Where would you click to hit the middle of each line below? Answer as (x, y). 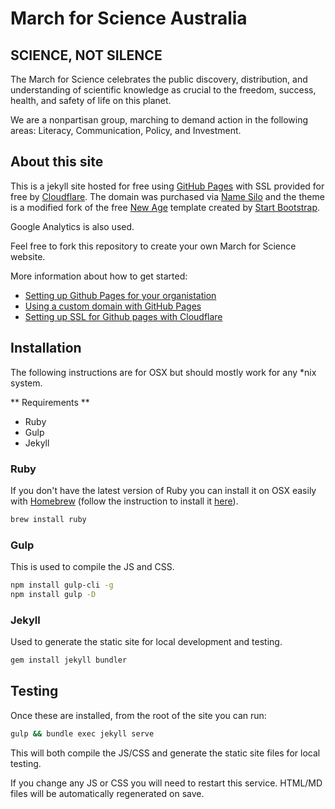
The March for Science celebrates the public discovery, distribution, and (159, 79)
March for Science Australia (129, 18)
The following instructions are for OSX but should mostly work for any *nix (163, 372)
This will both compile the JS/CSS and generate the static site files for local (165, 753)
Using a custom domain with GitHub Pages (113, 306)
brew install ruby (48, 519)
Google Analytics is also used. (72, 226)
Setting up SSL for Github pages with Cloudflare (123, 316)
